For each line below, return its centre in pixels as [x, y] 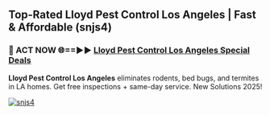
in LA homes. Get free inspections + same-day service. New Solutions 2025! [135, 86]
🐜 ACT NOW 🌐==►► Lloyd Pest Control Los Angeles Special [129, 51]
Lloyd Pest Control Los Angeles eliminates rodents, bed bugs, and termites [134, 78]
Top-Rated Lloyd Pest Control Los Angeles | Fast [132, 15]
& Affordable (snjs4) [60, 28]
